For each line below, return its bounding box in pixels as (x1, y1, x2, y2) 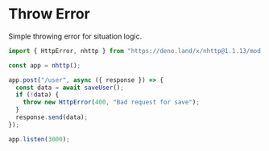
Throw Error (8, 5, 90, 23)
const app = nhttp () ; (8, 61, 81, 69)
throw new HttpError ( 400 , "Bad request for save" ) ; (23, 98, 200, 107)
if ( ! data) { (15, 91, 60, 99)
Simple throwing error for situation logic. (8, 31, 143, 41)
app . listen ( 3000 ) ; (8, 135, 70, 143)
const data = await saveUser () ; (15, 84, 125, 92)
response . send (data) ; (15, 113, 89, 121)
